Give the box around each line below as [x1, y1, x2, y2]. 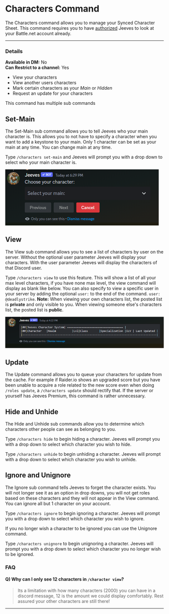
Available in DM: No [5, 59, 47, 66]
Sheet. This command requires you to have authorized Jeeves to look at [5, 25, 154, 31]
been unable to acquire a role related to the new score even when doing [5, 382, 154, 388]
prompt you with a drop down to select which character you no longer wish [5, 545, 161, 552]
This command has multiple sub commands [5, 100, 96, 106]
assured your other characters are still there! [17, 598, 110, 604]
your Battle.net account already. [5, 30, 71, 36]
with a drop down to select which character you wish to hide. [5, 442, 132, 448]
